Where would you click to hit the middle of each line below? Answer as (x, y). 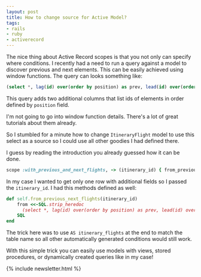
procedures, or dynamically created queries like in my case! (80, 257)
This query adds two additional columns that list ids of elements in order (95, 98)
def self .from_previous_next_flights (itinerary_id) (72, 199)
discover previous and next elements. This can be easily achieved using (95, 69)
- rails (16, 29)
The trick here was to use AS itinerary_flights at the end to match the (95, 233)
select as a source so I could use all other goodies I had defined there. (93, 141)
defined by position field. (38, 105)
